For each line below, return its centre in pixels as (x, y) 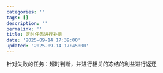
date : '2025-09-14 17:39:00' (44, 40)
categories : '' (26, 12)
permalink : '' (25, 29)
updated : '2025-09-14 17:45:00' (47, 46)
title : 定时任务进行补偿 (34, 35)
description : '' (27, 23)
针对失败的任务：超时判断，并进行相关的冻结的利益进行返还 (81, 64)
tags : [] (17, 18)
